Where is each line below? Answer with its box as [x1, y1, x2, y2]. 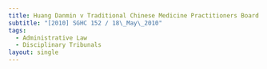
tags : [8, 26, 26, 34]
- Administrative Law [15, 33, 88, 42]
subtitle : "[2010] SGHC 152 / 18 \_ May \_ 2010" [8, 19, 162, 27]
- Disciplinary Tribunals [15, 41, 102, 49]
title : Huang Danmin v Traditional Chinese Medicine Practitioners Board [8, 11, 260, 20]
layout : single [8, 48, 59, 56]
